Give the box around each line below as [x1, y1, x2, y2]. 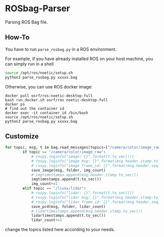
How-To [5, 33, 30, 42]
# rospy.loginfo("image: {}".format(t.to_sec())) [31, 154, 134, 159]
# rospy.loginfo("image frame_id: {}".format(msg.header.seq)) [31, 163, 163, 168]
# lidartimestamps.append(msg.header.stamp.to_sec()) [31, 209, 143, 214]
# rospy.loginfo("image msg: [31, 158, 91, 164]
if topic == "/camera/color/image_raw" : [22, 150, 106, 154]
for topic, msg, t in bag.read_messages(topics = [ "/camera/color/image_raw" [5, 145, 163, 150]
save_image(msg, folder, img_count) [31, 168, 106, 172]
